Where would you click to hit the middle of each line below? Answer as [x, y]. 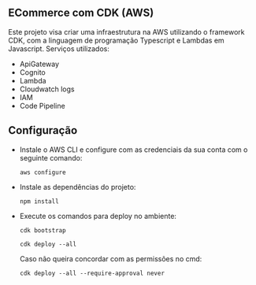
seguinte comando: [51, 157]
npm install [39, 201]
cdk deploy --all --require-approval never [92, 273]
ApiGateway [39, 64]
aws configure [43, 172]
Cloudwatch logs [47, 89]
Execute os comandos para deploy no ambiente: [98, 216]
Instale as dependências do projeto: [78, 187]
